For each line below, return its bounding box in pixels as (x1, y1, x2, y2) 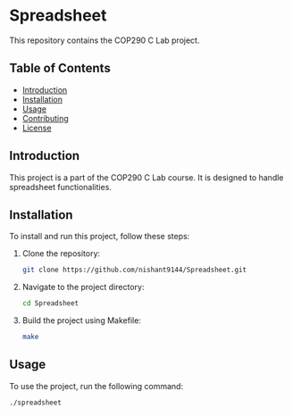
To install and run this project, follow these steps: (9, 231, 190, 242)
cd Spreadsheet (21, 299, 80, 308)
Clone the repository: (21, 248, 101, 259)
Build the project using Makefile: (21, 315, 141, 326)
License (21, 122, 52, 133)
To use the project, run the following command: (9, 380, 184, 391)
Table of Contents (9, 61, 112, 76)
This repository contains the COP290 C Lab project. (9, 35, 200, 46)
